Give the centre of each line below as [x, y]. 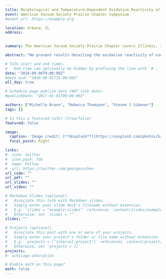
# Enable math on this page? [35, 265]
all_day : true [20, 82]
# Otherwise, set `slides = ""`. [42, 214]
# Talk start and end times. [35, 64]
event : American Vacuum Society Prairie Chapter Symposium [67, 14]
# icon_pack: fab [24, 159]
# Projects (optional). [30, 228]
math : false [17, 269]
